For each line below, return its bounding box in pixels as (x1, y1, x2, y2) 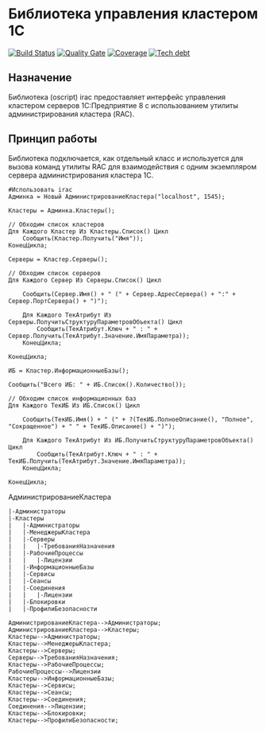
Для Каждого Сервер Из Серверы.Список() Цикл (8, 276, 161, 284)
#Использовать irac (8, 185, 73, 193)
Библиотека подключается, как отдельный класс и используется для (8, 153, 244, 163)
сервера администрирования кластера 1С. (8, 170, 154, 180)
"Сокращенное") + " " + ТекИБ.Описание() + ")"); (8, 422, 176, 430)
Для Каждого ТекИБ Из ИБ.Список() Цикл (8, 401, 141, 410)
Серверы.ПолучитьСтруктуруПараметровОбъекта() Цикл (8, 317, 183, 326)
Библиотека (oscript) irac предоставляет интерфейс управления (8, 92, 226, 102)
